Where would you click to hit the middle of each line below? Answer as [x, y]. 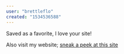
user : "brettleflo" [30, 11]
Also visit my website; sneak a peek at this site [62, 45]
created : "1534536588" [34, 17]
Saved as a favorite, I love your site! [49, 33]
